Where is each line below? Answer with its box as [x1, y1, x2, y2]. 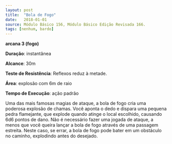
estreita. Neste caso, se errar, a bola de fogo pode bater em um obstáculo [5, 128, 162, 134]
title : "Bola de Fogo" [5, 12, 56, 17]
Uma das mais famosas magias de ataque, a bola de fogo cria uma [5, 100, 146, 107]
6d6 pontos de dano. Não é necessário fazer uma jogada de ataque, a [5, 116, 154, 123]
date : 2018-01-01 [5, 17, 47, 22]
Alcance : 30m [5, 60, 36, 67]
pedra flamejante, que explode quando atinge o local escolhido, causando [5, 111, 162, 117]
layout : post [5, 7, 33, 13]
